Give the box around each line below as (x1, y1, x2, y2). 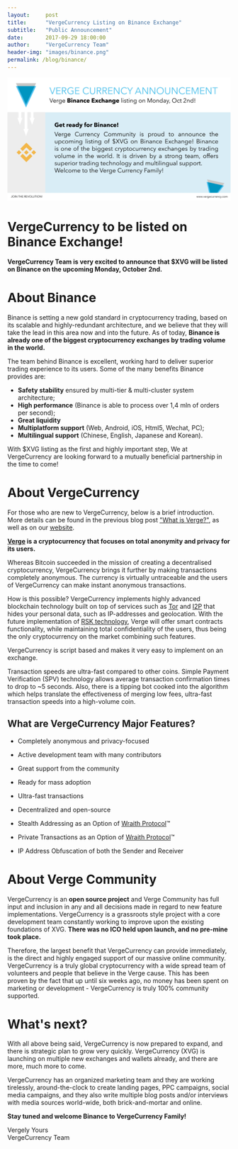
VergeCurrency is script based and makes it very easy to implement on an (7, 646, 223, 654)
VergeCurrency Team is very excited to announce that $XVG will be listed (7, 257, 228, 266)
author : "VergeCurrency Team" (7, 41, 110, 49)
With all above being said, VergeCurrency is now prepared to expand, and (7, 1039, 223, 1048)
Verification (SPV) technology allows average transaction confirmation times (7, 674, 230, 683)
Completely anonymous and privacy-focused (17, 736, 150, 745)
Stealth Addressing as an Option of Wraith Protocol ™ (17, 819, 171, 827)
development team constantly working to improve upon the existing (7, 917, 204, 926)
